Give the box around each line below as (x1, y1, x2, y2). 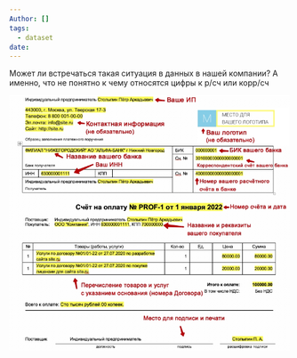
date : (9, 43, 29, 52)
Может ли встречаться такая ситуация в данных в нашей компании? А (9, 68, 278, 79)
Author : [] (9, 14, 50, 23)
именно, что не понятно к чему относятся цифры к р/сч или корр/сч (9, 77, 269, 88)
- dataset (17, 33, 53, 42)
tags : (9, 23, 29, 33)
